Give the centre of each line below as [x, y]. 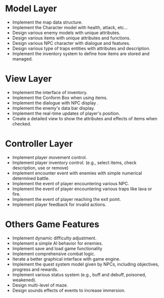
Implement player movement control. [49, 157]
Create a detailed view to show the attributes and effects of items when [85, 118]
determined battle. [31, 178]
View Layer [29, 79]
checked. [22, 124]
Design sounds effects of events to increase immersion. [69, 290]
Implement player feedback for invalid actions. [59, 204]
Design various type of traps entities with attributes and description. [81, 48]
